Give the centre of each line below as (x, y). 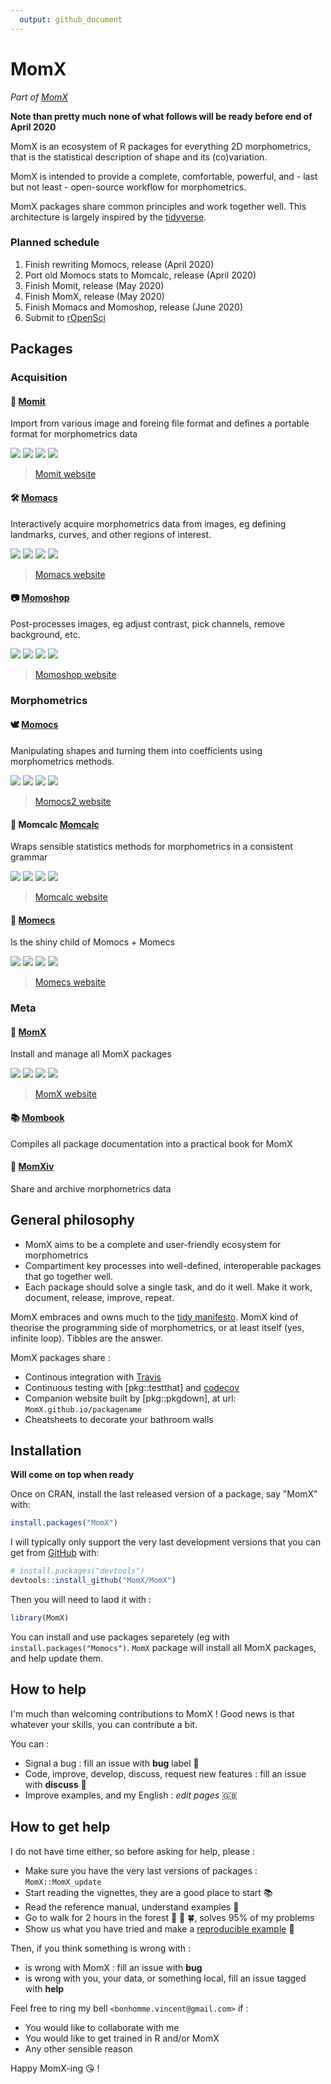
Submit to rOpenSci (65, 317)
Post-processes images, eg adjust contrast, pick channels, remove (147, 623)
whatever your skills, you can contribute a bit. (104, 1724)
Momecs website (70, 982)
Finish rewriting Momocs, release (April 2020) (119, 264)
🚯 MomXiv (32, 1167)
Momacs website (70, 574)
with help (44, 1988)
